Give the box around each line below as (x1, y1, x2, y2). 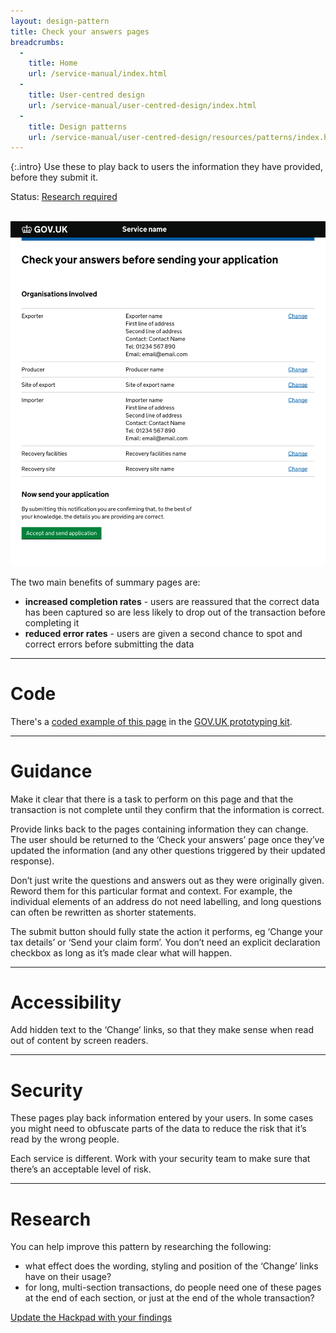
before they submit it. (10, 171, 99, 184)
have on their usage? (24, 1271, 112, 1283)
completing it (24, 616, 80, 629)
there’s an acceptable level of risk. (10, 1163, 152, 1175)
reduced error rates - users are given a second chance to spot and (24, 627, 303, 639)
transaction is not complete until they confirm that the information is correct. (10, 803, 325, 815)
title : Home (28, 58, 78, 69)
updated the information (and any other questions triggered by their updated (10, 844, 326, 856)
